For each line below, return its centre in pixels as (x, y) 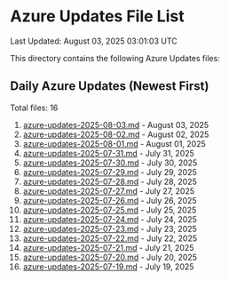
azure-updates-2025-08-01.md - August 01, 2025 (114, 143)
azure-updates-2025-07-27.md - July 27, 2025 (108, 191)
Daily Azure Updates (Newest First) (110, 86)
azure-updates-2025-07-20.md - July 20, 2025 (110, 257)
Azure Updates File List (97, 16)
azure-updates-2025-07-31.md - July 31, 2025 (108, 153)
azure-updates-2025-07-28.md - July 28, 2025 (110, 181)
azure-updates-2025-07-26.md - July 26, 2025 (110, 200)
